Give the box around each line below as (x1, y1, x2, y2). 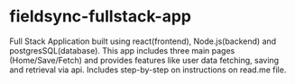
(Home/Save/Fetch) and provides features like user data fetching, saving (9, 55, 280, 65)
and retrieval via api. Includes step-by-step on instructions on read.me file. (9, 64, 287, 75)
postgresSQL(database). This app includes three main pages (9, 45, 235, 55)
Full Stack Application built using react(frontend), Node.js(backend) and (9, 36, 277, 46)
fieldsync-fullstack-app (9, 6, 192, 27)
